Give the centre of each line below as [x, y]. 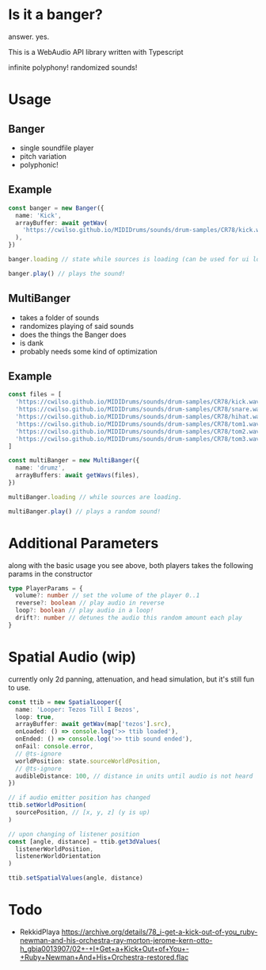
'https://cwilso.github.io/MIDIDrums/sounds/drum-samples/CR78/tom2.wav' [139, 431]
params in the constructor [51, 574]
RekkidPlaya [40, 932]
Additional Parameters [84, 543]
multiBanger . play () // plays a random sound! [84, 511]
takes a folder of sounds [59, 317]
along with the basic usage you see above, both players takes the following [131, 565]
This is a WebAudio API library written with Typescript [96, 52]
